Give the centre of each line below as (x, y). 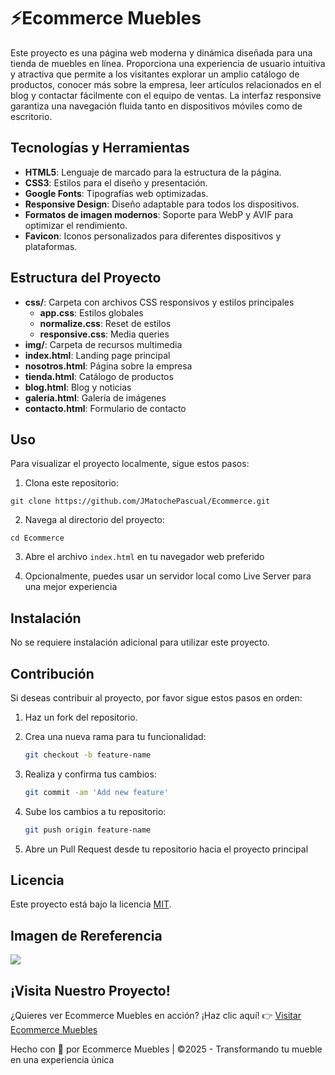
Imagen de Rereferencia (86, 935)
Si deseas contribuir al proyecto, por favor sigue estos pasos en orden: (156, 698)
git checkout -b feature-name (88, 755)
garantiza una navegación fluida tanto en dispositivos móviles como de (156, 106)
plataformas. (51, 246)
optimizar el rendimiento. (76, 225)
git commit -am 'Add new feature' (96, 792)
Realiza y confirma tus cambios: (90, 774)
